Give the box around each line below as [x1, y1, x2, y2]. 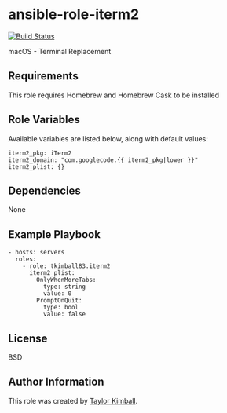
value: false [42, 310, 86, 319]
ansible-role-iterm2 [8, 5, 140, 24]
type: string [42, 283, 86, 291]
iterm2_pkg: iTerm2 [8, 149, 72, 157]
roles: [15, 255, 37, 264]
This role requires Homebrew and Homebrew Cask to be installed [8, 90, 220, 100]
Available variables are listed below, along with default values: [8, 133, 208, 143]
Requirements [8, 69, 79, 83]
